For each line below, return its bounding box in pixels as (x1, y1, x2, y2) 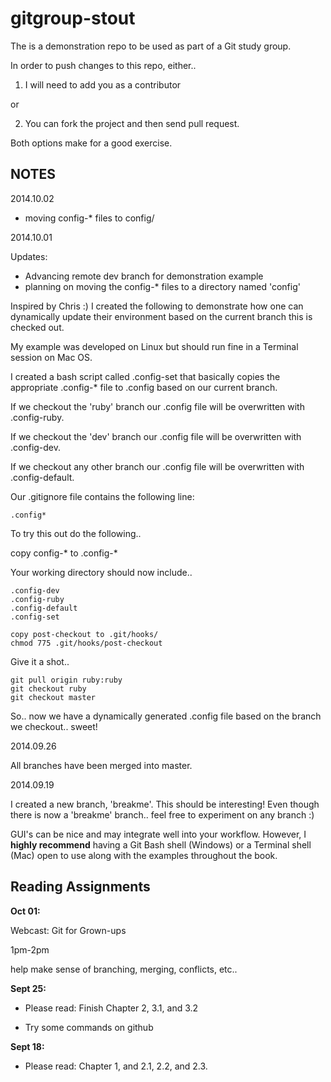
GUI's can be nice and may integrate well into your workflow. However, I (10, 828, 307, 840)
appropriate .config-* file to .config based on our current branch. (10, 381, 278, 393)
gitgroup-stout (10, 7, 136, 30)
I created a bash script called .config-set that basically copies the (10, 370, 281, 382)
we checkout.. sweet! (10, 720, 98, 732)
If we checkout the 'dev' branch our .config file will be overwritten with (10, 430, 302, 442)
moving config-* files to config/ (24, 212, 155, 224)
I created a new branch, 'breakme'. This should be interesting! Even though (10, 798, 320, 810)
